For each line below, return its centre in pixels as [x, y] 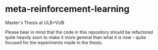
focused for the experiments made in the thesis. [54, 42]
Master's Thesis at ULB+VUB [35, 23]
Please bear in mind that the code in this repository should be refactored [79, 32]
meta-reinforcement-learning [67, 9]
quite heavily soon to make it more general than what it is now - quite [76, 37]
